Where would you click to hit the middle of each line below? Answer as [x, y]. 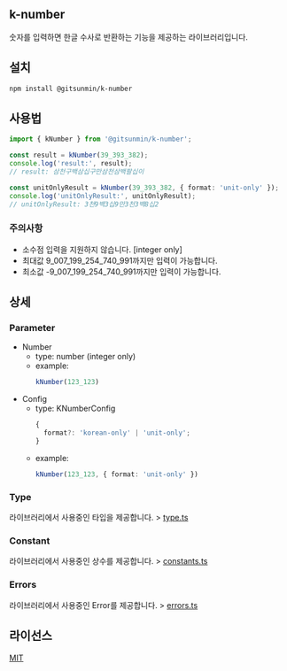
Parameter [32, 328]
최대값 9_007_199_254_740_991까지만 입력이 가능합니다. [120, 260]
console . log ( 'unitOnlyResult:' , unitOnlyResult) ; [103, 196]
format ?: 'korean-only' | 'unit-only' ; [116, 433]
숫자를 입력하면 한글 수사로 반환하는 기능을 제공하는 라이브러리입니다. [128, 37]
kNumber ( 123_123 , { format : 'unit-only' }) [117, 474]
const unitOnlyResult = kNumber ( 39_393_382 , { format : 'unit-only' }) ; [144, 188]
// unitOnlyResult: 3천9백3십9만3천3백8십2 [84, 204]
